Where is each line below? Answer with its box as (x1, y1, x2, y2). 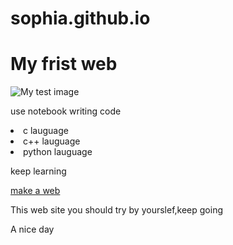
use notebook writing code (10, 105, 122, 117)
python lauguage (23, 146, 93, 158)
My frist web (10, 53, 118, 76)
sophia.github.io (10, 7, 151, 30)
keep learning (10, 165, 67, 177)
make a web (10, 185, 61, 197)
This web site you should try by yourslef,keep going (10, 204, 223, 216)
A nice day (10, 223, 55, 236)
